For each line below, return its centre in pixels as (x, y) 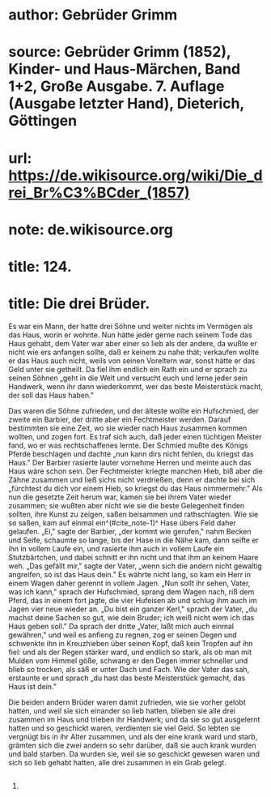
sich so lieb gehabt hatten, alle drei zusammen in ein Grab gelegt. (117, 762)
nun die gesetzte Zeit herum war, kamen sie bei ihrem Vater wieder (120, 497)
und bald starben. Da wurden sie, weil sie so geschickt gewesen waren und (134, 754)
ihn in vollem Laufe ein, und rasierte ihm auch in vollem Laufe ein (116, 548)
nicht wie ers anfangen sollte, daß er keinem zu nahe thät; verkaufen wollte (133, 352)
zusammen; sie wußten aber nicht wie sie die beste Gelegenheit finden (127, 505)
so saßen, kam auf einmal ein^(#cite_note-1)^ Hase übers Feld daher (122, 523)
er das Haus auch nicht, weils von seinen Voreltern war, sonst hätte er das (132, 360)
